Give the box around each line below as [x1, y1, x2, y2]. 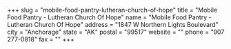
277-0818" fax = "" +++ [7, 35, 74, 43]
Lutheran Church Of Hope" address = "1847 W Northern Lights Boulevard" [7, 21, 219, 28]
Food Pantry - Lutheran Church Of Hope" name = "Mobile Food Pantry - [7, 13, 212, 21]
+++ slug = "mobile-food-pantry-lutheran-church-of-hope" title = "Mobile [7, 6, 218, 14]
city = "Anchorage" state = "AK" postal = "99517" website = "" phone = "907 [7, 28, 225, 36]
